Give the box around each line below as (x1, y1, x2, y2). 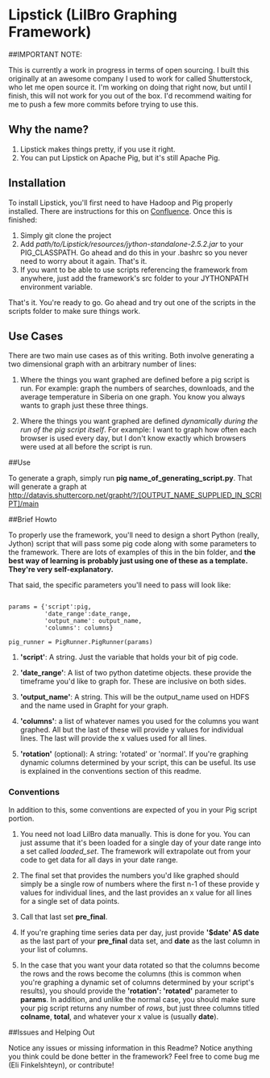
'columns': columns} (44, 624, 114, 633)
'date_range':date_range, (44, 610, 131, 618)
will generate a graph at (8, 482, 87, 491)
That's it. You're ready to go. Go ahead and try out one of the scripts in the (8, 297, 256, 307)
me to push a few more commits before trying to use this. (8, 99, 199, 109)
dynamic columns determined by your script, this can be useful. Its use (19, 758, 256, 767)
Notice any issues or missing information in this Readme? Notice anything (8, 1042, 253, 1052)
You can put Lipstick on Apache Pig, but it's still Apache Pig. (19, 153, 220, 162)
